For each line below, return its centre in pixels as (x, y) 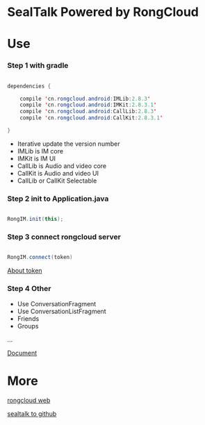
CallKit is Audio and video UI (58, 173)
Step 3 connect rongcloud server (64, 237)
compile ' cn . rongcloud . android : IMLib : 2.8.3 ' (85, 99)
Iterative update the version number (68, 144)
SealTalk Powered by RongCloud (103, 12)
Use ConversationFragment (57, 303)
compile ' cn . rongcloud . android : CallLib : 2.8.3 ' (88, 112)
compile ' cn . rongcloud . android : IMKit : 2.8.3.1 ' (88, 105)
